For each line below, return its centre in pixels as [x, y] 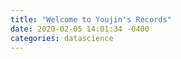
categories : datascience [62, 38]
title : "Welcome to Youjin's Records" [91, 19]
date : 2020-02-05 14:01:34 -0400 [80, 29]
